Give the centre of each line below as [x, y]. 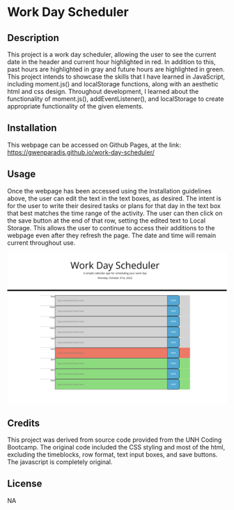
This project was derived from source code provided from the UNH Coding [115, 440]
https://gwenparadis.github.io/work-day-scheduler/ [81, 152]
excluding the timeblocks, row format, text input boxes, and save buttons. [112, 454]
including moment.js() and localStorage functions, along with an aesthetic [113, 84]
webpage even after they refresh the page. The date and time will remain [112, 235]
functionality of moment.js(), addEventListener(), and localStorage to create [116, 99]
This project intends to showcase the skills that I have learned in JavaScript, [116, 77]
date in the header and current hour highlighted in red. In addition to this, [111, 62]
